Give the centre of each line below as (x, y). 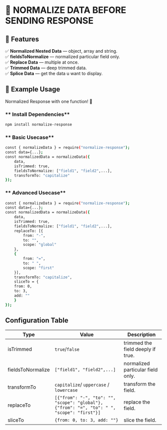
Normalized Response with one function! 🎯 (49, 101)
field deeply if (139, 349)
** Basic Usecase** (30, 137)
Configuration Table (37, 321)
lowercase (66, 390)
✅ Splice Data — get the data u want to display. (54, 73)
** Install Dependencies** (38, 114)
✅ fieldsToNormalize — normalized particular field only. (63, 56)
